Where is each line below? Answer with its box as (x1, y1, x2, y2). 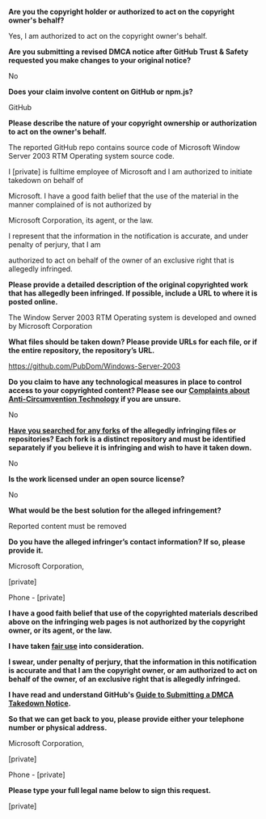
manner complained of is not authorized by (8, 200, 152, 209)
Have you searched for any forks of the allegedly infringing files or (8, 425, 237, 435)
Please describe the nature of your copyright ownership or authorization (8, 118, 257, 128)
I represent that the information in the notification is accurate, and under (8, 231, 249, 241)
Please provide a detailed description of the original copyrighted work (8, 279, 248, 289)
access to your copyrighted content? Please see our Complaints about (8, 386, 251, 395)
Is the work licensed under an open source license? (8, 474, 185, 484)
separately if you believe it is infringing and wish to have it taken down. (8, 443, 252, 452)
